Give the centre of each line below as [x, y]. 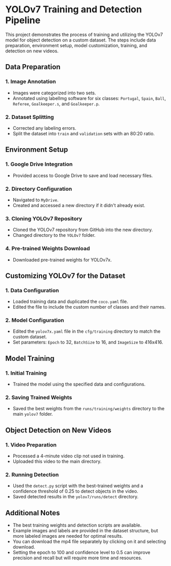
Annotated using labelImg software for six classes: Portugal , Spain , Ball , [89, 98]
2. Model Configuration [35, 320]
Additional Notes [33, 513]
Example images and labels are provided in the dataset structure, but [85, 531]
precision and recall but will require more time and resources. [77, 558]
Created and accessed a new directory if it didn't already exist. [79, 205]
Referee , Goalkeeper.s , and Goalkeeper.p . [56, 104]
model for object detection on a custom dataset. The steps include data [81, 40]
